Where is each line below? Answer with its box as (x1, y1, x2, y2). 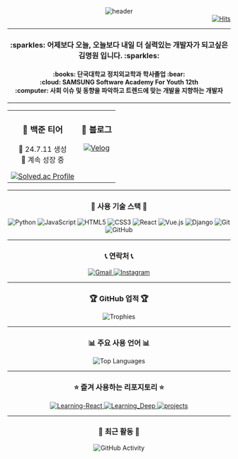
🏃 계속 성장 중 (21, 155, 64, 165)
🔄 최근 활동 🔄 (98, 427, 140, 437)
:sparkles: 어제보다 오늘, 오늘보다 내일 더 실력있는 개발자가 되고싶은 (9, 40, 229, 50)
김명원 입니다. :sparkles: (78, 50, 160, 60)
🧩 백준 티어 (22, 124, 64, 136)
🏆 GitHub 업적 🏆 (89, 294, 149, 304)
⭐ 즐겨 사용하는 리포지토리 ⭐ (73, 382, 165, 392)
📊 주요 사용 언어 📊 (88, 338, 150, 348)
